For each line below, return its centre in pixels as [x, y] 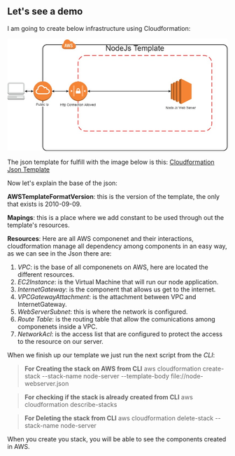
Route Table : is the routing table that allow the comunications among [116, 319]
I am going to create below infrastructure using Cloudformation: [99, 28]
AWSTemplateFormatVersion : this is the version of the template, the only [114, 196]
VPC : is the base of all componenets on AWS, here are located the [113, 267]
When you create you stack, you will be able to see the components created [117, 439]
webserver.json [47, 383]
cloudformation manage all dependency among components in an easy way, [117, 246]
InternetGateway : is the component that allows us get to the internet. [116, 289]
